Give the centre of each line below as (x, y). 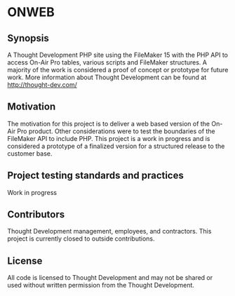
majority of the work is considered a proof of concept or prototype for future (118, 70)
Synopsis (28, 38)
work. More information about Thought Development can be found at (107, 77)
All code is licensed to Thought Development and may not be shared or (110, 278)
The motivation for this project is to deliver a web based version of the (109, 123)
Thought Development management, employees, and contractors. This (109, 231)
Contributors (36, 215)
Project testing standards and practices (95, 176)
